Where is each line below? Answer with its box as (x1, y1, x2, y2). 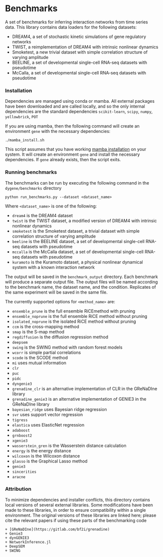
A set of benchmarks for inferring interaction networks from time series (5, 19, 148, 25)
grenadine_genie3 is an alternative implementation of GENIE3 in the (12, 396, 147, 402)
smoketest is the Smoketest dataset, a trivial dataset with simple (12, 228, 140, 234)
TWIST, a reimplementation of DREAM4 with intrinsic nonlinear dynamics (12, 44, 159, 50)
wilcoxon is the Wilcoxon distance (12, 453, 80, 459)
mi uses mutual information (12, 360, 67, 366)
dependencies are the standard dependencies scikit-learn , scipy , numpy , (5, 109, 153, 114)
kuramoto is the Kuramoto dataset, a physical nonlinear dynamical (12, 259, 143, 265)
